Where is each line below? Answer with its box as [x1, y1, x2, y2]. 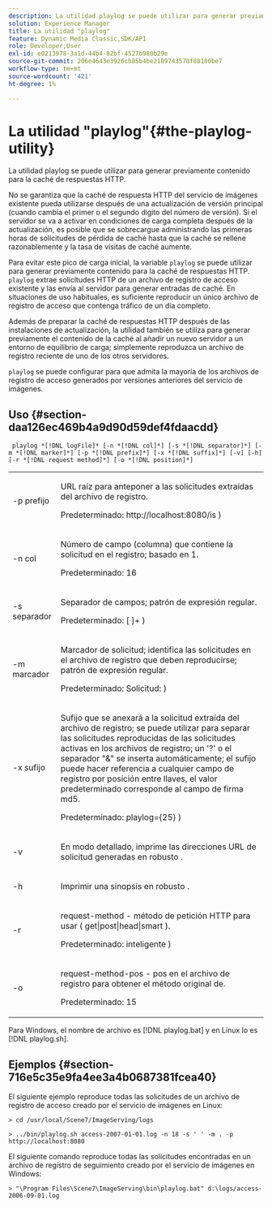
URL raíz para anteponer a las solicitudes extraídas [60, 481, 253, 492]
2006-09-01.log [8, 1192, 60, 1200]
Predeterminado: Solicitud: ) [60, 683, 168, 694]
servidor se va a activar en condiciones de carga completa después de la [8, 216, 253, 226]
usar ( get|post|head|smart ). [60, 921, 171, 932]
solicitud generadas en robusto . [60, 852, 184, 863]
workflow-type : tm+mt [8, 65, 82, 73]
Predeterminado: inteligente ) [60, 938, 172, 950]
